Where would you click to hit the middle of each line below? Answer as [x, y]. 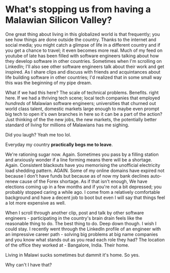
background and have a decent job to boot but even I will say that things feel [85, 197]
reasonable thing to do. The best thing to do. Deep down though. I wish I [81, 223]
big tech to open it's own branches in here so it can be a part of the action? [84, 114]
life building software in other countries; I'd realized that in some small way [83, 77]
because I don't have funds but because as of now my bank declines [77, 176]
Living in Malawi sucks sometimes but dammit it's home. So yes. [73, 255]
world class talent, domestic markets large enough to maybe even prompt [82, 109]
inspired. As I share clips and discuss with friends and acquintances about [83, 72]
